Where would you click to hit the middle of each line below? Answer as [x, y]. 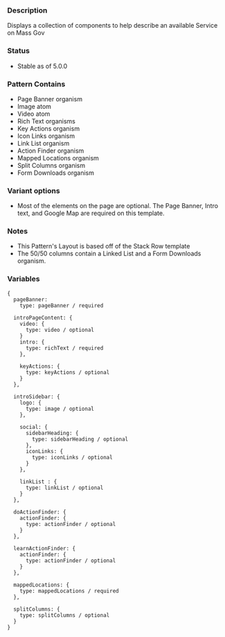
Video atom [34, 114]
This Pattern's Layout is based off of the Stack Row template [103, 246]
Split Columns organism [51, 165]
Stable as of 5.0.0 [42, 66]
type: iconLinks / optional [72, 457]
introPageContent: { [43, 318]
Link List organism [43, 143]
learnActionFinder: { [45, 548]
